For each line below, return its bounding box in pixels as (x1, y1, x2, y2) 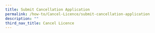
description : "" (5, 16, 39, 21)
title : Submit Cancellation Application (5, 7, 90, 12)
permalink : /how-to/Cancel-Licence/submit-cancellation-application (5, 12, 150, 16)
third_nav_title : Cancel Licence (5, 20, 75, 26)
